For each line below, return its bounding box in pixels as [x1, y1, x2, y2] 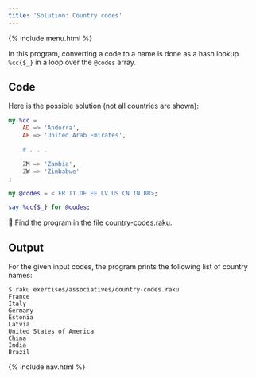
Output [8, 241, 44, 254]
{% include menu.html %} [8, 33, 93, 43]
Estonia [8, 314, 34, 322]
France [8, 293, 30, 301]
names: [8, 271, 33, 280]
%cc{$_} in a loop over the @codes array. [8, 57, 137, 67]
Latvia [8, 321, 30, 329]
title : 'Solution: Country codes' [8, 11, 123, 20]
